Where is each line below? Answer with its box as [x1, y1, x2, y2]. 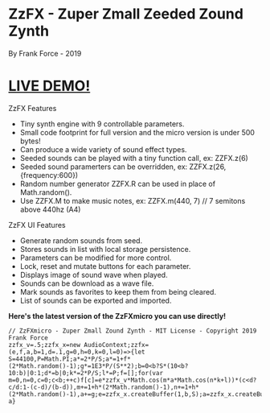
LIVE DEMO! [8, 77, 91, 95]
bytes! [19, 136, 42, 146]
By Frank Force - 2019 [8, 48, 82, 58]
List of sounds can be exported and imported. [19, 295, 172, 305]
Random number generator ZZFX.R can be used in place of [19, 179, 215, 188]
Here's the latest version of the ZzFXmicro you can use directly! [8, 311, 227, 320]
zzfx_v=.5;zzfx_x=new [8, 341, 81, 349]
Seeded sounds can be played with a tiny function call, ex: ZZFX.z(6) [19, 153, 249, 163]
